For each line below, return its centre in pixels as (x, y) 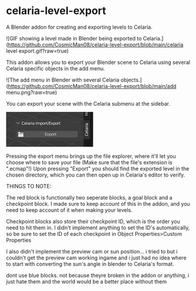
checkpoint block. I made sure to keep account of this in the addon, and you (98, 204)
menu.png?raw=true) (32, 92)
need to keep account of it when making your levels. (70, 210)
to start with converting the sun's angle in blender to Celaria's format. (90, 264)
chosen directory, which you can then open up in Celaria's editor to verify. (96, 175)
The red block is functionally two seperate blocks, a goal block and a (89, 197)
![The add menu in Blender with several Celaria (63, 80)
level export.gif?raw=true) (38, 50)
